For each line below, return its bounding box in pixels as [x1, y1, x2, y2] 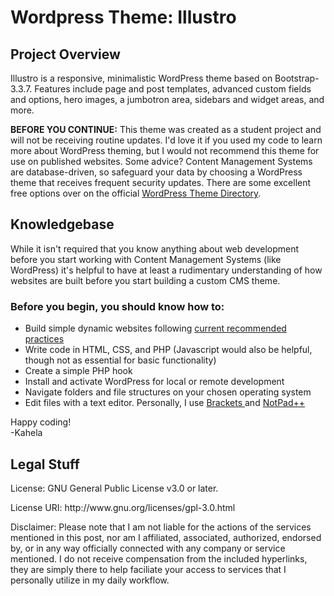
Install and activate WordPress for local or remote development [24, 376, 285, 388]
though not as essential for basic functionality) [24, 354, 217, 366]
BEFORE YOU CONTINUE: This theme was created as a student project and [10, 124, 322, 135]
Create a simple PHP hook [24, 365, 133, 377]
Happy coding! [10, 416, 72, 428]
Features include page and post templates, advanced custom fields [34, 83, 312, 95]
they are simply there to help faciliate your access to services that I [10, 563, 287, 575]
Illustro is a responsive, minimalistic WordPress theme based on [10, 72, 273, 84]
